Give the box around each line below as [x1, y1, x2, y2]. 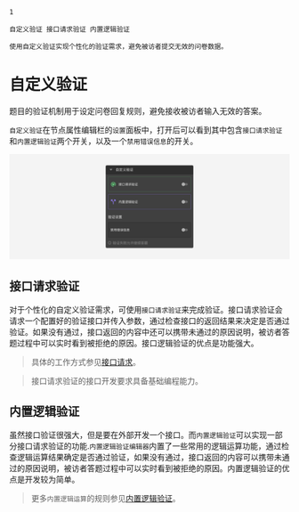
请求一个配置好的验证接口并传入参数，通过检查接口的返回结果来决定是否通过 [9, 315, 290, 326]
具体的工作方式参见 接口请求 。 [30, 356, 141, 367]
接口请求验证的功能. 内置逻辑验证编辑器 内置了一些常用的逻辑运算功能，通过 [16, 440, 282, 451]
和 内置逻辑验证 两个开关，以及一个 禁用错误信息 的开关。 [9, 135, 198, 146]
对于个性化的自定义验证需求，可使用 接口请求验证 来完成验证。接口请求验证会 [9, 304, 283, 314]
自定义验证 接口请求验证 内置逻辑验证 [9, 25, 131, 34]
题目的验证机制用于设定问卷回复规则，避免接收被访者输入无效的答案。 [9, 105, 267, 116]
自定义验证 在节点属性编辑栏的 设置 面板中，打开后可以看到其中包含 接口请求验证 [9, 124, 283, 135]
